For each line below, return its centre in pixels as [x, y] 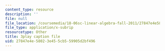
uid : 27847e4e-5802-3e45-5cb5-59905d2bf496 [50, 41]
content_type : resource [29, 9]
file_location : [21, 23]
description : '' [22, 14]
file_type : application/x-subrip [39, 28]
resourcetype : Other [26, 32]
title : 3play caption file [33, 37]
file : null [16, 18]
